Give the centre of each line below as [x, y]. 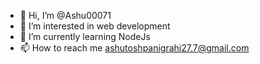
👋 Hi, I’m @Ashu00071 [65, 15]
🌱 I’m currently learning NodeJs [85, 36]
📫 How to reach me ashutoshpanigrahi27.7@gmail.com [134, 48]
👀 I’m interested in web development [95, 26]
